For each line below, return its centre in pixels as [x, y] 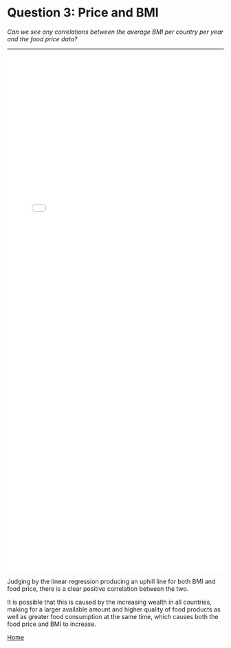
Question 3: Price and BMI [83, 13]
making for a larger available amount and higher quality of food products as [114, 609]
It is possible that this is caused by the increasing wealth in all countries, [109, 602]
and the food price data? [42, 39]
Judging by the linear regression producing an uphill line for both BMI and [111, 581]
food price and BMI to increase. [52, 624]
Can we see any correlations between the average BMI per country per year [115, 32]
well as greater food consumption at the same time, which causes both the [113, 616]
